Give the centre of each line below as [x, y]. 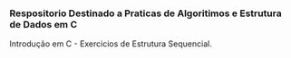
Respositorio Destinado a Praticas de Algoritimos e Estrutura [146, 13]
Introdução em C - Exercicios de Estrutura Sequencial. [111, 44]
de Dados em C [44, 24]
